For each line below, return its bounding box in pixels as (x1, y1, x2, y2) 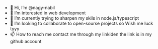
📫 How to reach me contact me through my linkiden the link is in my (10, 31, 152, 37)
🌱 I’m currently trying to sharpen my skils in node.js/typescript (10, 15, 139, 21)
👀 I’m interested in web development (10, 10, 86, 16)
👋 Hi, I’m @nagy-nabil (10, 5, 55, 10)
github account (10, 39, 42, 44)
